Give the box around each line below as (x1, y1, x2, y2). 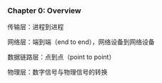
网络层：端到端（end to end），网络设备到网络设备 (7, 38, 155, 46)
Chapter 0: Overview (7, 6, 82, 16)
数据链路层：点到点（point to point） (7, 52, 116, 62)
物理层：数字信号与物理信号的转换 (7, 68, 108, 77)
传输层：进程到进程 (7, 23, 64, 31)
